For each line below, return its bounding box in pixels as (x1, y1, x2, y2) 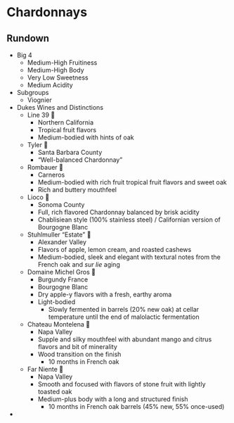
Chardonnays (6, 4, 88, 20)
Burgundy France (37, 275, 89, 284)
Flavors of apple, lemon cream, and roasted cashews (37, 246, 192, 253)
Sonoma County (37, 201, 85, 208)
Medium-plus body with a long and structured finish (37, 395, 188, 403)
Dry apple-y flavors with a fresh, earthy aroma (37, 290, 172, 298)
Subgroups (16, 89, 49, 96)
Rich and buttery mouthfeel (37, 186, 117, 194)
